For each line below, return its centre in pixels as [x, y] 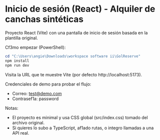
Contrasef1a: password [35, 99]
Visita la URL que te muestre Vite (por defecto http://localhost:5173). [74, 74]
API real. [20, 133]
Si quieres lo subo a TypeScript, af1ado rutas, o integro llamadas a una [83, 128]
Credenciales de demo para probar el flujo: [48, 84]
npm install [17, 61]
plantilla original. [21, 38]
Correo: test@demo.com [37, 93]
